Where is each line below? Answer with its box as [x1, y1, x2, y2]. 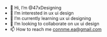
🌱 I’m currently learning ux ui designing [10, 15, 91, 21]
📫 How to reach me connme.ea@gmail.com [10, 26, 102, 32]
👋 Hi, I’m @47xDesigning [10, 5, 62, 10]
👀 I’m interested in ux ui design [10, 10, 74, 16]
